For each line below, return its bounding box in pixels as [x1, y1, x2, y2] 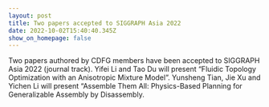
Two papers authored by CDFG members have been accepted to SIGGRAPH [8, 56, 260, 65]
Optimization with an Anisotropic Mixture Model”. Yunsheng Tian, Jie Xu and [8, 73, 261, 82]
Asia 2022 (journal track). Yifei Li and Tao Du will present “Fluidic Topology [8, 65, 257, 74]
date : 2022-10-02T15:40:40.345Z [8, 26, 116, 34]
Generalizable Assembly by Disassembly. [8, 89, 145, 100]
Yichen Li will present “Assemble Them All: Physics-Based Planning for [8, 81, 243, 91]
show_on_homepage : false [8, 34, 92, 42]
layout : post [8, 11, 52, 20]
